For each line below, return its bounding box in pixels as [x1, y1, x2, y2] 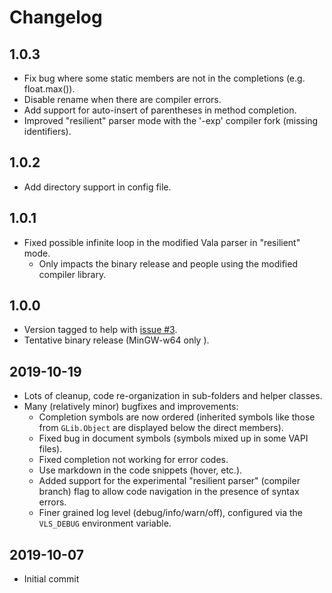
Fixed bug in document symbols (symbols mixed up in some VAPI [38, 432, 309, 445]
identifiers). [23, 126, 72, 137]
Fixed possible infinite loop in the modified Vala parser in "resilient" [23, 236, 301, 248]
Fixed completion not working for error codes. [38, 454, 229, 466]
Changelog [9, 6, 103, 29]
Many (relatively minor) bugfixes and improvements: [23, 401, 239, 413]
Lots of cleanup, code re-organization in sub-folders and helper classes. [23, 390, 323, 402]
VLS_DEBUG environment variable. [38, 517, 172, 530]
